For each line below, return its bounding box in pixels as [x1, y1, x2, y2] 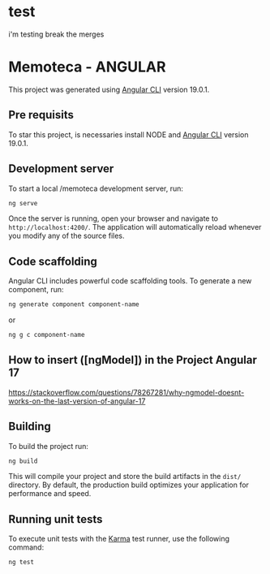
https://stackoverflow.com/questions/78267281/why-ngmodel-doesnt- [8, 387, 245, 397]
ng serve [8, 199, 38, 207]
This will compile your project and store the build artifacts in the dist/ [8, 472, 242, 481]
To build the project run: [8, 441, 89, 451]
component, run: [8, 285, 64, 295]
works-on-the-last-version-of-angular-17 [8, 396, 146, 406]
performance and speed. [8, 489, 92, 498]
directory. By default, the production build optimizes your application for [8, 480, 250, 490]
